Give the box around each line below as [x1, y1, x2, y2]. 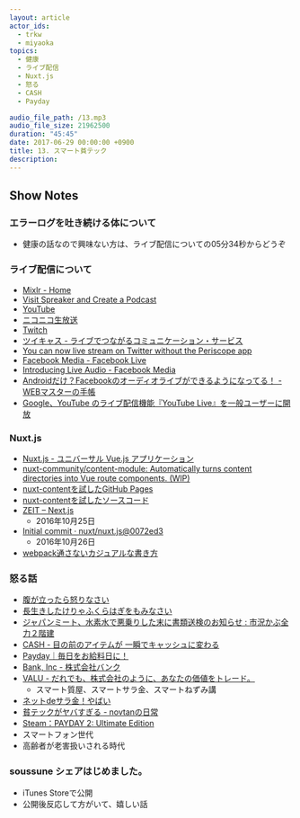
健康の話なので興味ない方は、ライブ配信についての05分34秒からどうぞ [22, 239, 287, 250]
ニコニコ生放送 [22, 314, 78, 325]
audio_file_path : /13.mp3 [9, 113, 106, 122]
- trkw [17, 30, 42, 39]
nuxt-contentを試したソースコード [22, 494, 150, 505]
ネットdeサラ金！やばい [22, 696, 111, 707]
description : [9, 155, 58, 164]
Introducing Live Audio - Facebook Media [22, 364, 177, 375]
